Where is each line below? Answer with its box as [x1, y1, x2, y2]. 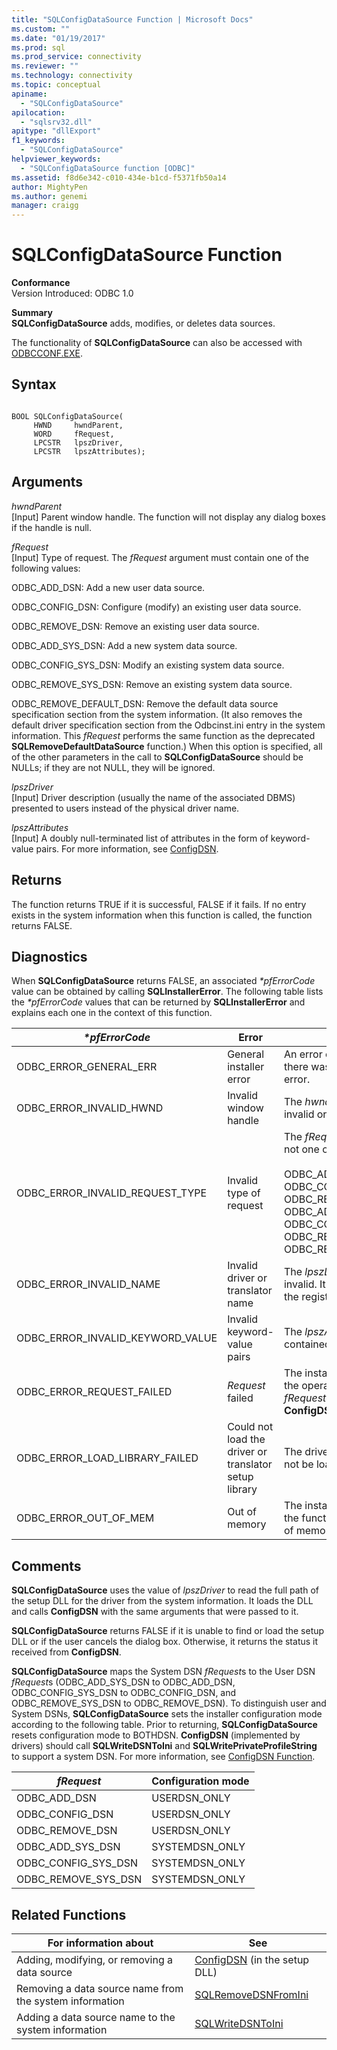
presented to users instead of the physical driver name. [11, 802, 240, 814]
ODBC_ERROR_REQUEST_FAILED [16, 1385, 173, 1399]
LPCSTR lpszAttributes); [33, 446, 146, 456]
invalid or [283, 1107, 328, 1121]
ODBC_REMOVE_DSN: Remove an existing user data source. [11, 620, 260, 632]
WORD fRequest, [33, 429, 115, 439]
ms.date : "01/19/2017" [11, 33, 106, 43]
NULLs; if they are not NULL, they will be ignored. [11, 761, 216, 773]
